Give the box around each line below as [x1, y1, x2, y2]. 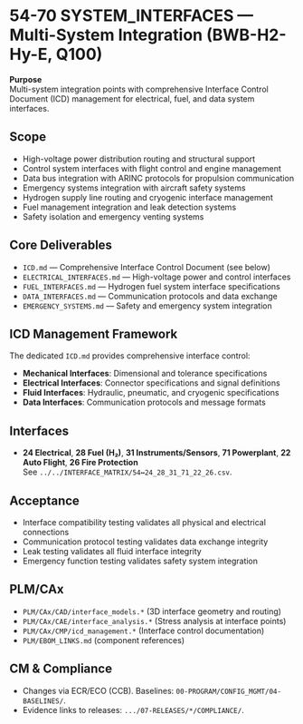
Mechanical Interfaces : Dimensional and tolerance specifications [22, 368, 268, 379]
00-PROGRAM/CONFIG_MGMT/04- [175, 687, 282, 696]
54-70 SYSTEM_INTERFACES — [9, 5, 254, 26]
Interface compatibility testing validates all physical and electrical [22, 517, 267, 527]
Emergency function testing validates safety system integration [22, 555, 259, 566]
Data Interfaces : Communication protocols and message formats [22, 396, 267, 408]
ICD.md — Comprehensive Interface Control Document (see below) [22, 261, 271, 272]
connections [22, 527, 70, 537]
